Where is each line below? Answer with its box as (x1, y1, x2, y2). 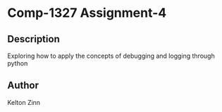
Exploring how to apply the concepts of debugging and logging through (7, 51, 215, 60)
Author (7, 80, 39, 92)
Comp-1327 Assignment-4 (7, 5, 167, 21)
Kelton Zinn (7, 98, 41, 106)
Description (7, 33, 60, 45)
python (7, 59, 28, 68)
